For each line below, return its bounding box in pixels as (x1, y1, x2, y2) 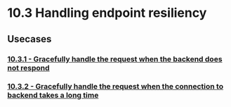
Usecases (7, 33, 52, 45)
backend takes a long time (7, 90, 99, 100)
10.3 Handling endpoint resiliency (7, 5, 207, 21)
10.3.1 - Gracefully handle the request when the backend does (7, 54, 223, 64)
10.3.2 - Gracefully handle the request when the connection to (7, 82, 223, 92)
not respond (7, 63, 51, 73)
